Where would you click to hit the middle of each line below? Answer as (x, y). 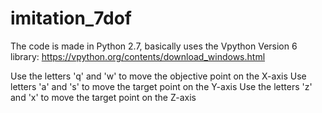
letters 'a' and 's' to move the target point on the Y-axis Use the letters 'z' (161, 86)
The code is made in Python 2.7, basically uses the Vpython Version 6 (154, 46)
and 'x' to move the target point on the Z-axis (103, 97)
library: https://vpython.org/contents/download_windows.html (138, 56)
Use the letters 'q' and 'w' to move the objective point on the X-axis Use (158, 76)
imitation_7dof (71, 18)
